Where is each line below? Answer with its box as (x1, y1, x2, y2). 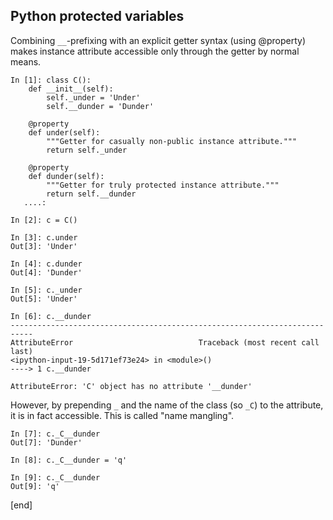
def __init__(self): (28, 84, 114, 94)
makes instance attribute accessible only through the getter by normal (10, 45, 300, 57)
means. (10, 55, 42, 68)
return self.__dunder (46, 189, 137, 199)
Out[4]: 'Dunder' (10, 267, 83, 278)
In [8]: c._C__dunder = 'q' (10, 455, 128, 465)
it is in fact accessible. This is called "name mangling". (10, 409, 235, 421)
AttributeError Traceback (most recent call (10, 337, 320, 348)
